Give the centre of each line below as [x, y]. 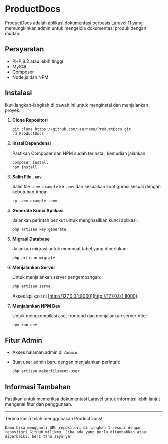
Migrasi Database [31, 239]
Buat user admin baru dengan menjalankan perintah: [66, 362]
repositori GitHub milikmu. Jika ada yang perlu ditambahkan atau [76, 432]
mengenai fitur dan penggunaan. [39, 404]
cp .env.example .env [35, 201]
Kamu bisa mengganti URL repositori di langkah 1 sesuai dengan [73, 428]
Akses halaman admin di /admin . [45, 352]
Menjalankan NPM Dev [36, 306]
